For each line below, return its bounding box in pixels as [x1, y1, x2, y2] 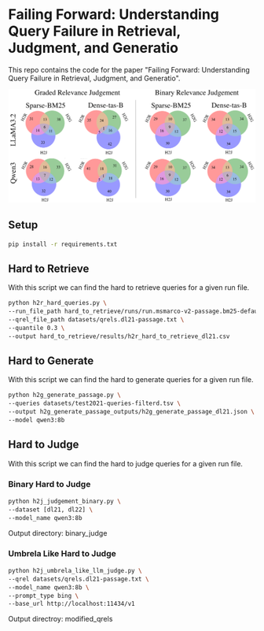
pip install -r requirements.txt [8, 240, 118, 248]
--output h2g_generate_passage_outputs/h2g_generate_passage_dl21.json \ [8, 408, 255, 416]
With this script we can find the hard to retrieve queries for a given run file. [8, 283, 250, 292]
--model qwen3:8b [8, 416, 65, 425]
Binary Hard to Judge [8, 478, 91, 489]
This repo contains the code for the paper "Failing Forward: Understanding [8, 65, 250, 74]
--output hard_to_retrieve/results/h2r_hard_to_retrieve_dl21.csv [8, 332, 230, 340]
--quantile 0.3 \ [8, 324, 65, 332]
